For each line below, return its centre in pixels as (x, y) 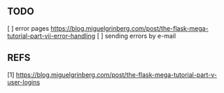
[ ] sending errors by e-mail (136, 36)
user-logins (24, 82)
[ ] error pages (28, 28)
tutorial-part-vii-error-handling (51, 36)
